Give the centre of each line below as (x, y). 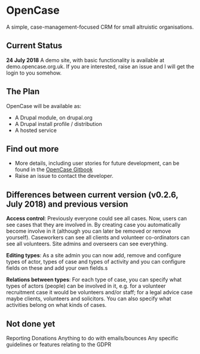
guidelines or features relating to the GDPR (59, 344)
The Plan (23, 92)
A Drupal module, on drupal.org (53, 118)
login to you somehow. (34, 73)
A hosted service (36, 130)
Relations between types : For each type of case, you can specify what (94, 280)
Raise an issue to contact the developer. (64, 176)
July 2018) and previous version (67, 204)
